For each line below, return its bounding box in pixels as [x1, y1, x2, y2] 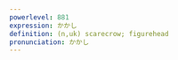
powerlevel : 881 [9, 12, 69, 22]
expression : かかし [9, 21, 77, 30]
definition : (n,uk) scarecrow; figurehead [9, 29, 169, 38]
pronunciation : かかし [9, 37, 90, 47]
